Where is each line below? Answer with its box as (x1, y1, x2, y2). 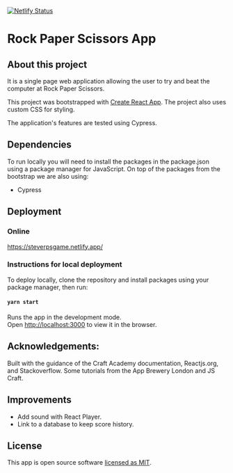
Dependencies (7, 139, 72, 151)
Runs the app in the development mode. (7, 313, 122, 321)
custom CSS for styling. (7, 105, 75, 113)
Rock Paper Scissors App (7, 31, 156, 47)
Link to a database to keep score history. (17, 419, 134, 428)
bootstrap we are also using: (7, 172, 89, 180)
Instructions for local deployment (7, 259, 123, 269)
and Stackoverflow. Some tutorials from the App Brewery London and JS (7, 366, 216, 375)
